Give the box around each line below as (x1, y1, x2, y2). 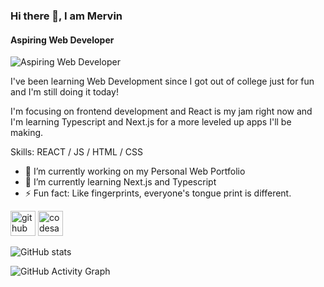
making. (10, 127, 44, 139)
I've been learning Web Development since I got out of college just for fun (10, 75, 315, 88)
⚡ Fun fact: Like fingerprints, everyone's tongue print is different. (24, 187, 292, 199)
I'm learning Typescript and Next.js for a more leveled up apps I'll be (10, 116, 292, 128)
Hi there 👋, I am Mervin (10, 9, 123, 23)
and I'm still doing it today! (10, 86, 119, 98)
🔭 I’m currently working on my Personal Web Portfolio (24, 165, 246, 178)
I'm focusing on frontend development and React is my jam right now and (10, 105, 313, 118)
